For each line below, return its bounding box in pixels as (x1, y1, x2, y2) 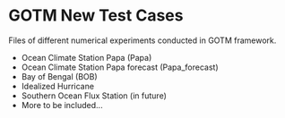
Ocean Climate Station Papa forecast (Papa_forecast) (21, 62, 219, 72)
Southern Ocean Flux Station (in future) (21, 90, 167, 101)
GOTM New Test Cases (8, 5, 184, 26)
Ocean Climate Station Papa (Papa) (21, 52, 152, 63)
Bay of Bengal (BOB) (21, 71, 98, 81)
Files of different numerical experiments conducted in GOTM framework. (8, 35, 277, 46)
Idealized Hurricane (21, 80, 95, 91)
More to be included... (21, 99, 104, 110)
